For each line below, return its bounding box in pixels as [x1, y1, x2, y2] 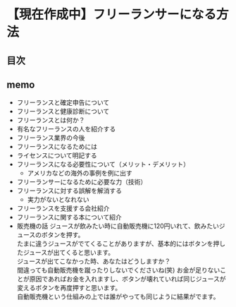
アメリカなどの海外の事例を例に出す [27, 169, 132, 177]
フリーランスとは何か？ [16, 116, 85, 124]
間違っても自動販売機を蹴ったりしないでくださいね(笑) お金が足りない [16, 266, 221, 275]
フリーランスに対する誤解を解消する [16, 186, 123, 195]
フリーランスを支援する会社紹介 [16, 204, 110, 212]
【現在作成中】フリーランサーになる [6, 6, 217, 23]
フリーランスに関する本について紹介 [16, 213, 123, 222]
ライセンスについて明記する [16, 151, 98, 159]
